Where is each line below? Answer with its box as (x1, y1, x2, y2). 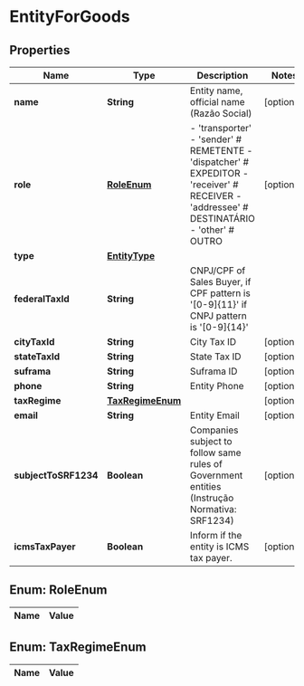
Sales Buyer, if (189, 276, 252, 288)
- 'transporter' (189, 122, 252, 134)
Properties (9, 43, 71, 58)
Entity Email (189, 409, 240, 422)
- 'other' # (189, 224, 235, 236)
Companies (189, 424, 239, 436)
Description (196, 70, 249, 81)
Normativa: (189, 503, 237, 515)
